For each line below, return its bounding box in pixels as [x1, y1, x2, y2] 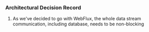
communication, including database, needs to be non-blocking [12, 21, 144, 27]
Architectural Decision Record [5, 4, 81, 11]
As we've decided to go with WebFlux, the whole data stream [12, 16, 141, 22]
